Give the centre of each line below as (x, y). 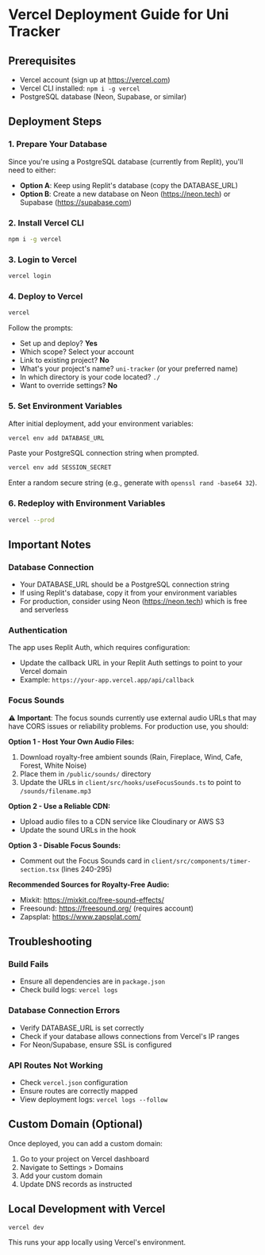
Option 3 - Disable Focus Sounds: (65, 845)
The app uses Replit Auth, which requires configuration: (99, 648)
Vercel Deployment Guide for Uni (119, 15)
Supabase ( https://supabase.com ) (76, 202)
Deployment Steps (55, 122)
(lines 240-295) (86, 869)
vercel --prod (32, 520)
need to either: (32, 170)
